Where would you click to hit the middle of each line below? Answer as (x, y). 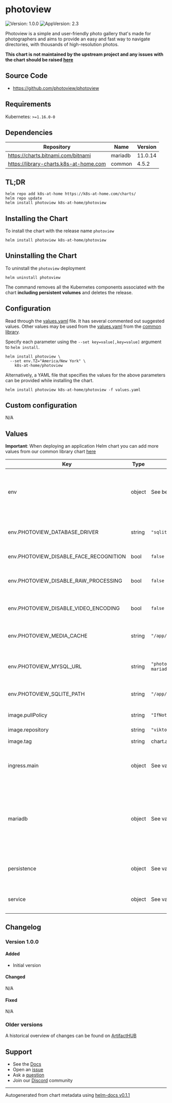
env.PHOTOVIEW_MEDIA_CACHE (48, 636)
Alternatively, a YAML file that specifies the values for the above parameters (85, 375)
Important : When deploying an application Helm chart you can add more (82, 446)
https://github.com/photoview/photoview (56, 88)
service (17, 899)
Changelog (23, 927)
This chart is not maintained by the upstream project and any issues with (84, 54)
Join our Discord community (43, 1080)
